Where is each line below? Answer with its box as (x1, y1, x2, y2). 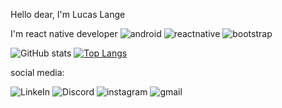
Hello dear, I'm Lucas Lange (10, 9, 126, 20)
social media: (10, 67, 65, 78)
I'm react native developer (10, 28, 118, 39)
